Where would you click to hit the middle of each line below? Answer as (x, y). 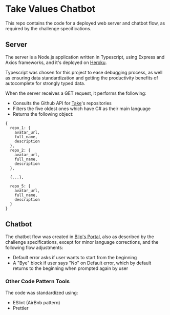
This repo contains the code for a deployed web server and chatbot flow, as (85, 23)
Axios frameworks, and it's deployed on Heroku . (56, 62)
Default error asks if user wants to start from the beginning (75, 257)
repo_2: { (20, 150)
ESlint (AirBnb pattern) (36, 302)
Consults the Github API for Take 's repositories (62, 103)
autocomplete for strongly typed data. (45, 83)
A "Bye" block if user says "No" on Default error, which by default (82, 263)
